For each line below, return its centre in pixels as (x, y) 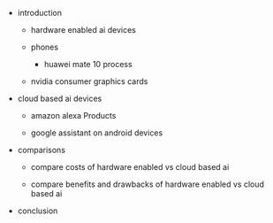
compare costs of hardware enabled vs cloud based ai (130, 167)
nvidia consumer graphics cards (89, 81)
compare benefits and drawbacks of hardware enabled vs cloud (148, 184)
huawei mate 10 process (88, 64)
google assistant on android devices (97, 133)
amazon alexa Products (73, 115)
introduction (39, 13)
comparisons (42, 150)
